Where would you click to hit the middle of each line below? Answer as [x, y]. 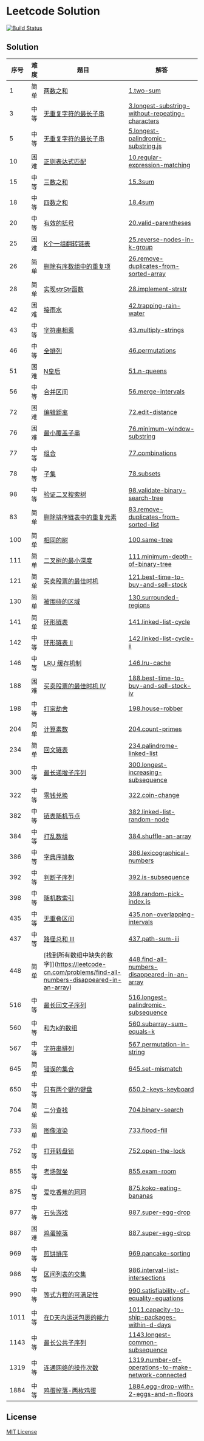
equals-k [141, 1031]
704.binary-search [156, 1110]
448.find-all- [148, 959]
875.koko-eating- [155, 1188]
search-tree [146, 498]
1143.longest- [150, 1335]
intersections [147, 1277]
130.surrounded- [154, 597]
